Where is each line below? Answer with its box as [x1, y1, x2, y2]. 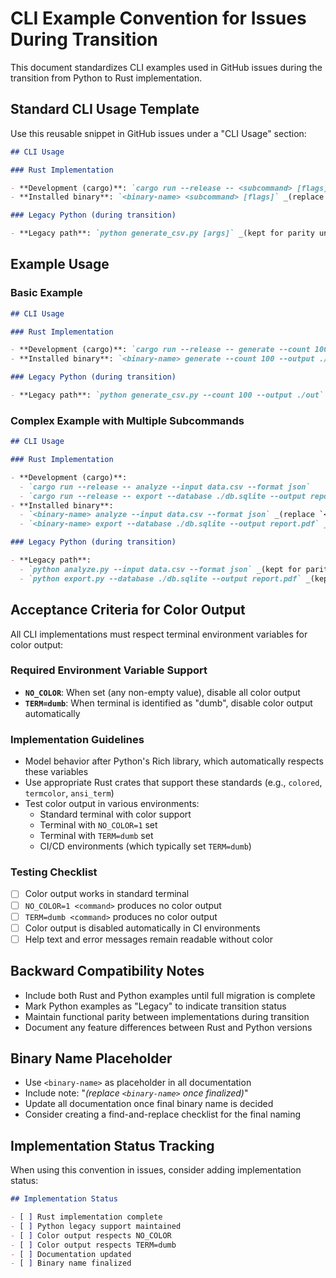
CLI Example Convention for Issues [10, 7, 307, 30]
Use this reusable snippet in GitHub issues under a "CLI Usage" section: [10, 127, 307, 139]
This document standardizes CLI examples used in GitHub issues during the [10, 61, 323, 73]
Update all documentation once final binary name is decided [24, 1098, 274, 1110]
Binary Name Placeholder [10, 1050, 173, 1067]
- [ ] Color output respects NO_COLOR [10, 1230, 172, 1241]
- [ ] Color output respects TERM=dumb [10, 1240, 177, 1250]
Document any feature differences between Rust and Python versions [24, 1021, 313, 1033]
